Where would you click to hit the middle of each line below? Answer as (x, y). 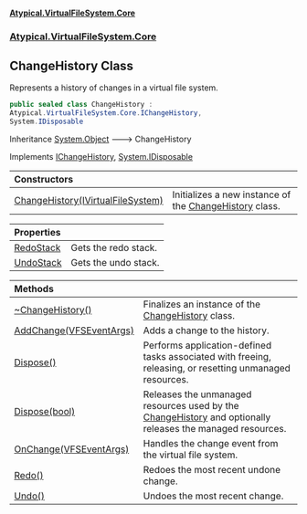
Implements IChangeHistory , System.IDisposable (101, 156)
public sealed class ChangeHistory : (81, 105)
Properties (37, 232)
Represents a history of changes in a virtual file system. (114, 88)
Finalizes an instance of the (202, 304)
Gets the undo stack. (115, 262)
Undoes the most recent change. (213, 496)
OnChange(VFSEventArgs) (72, 449)
